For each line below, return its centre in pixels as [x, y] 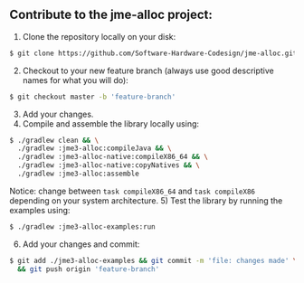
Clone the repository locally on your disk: [99, 36]
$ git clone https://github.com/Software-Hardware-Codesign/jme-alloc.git [153, 53]
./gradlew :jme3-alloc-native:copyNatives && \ [109, 165]
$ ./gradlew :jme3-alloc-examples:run [82, 226]
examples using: [40, 210]
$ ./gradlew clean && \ [54, 140]
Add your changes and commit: [81, 244]
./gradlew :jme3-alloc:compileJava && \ [95, 148]
